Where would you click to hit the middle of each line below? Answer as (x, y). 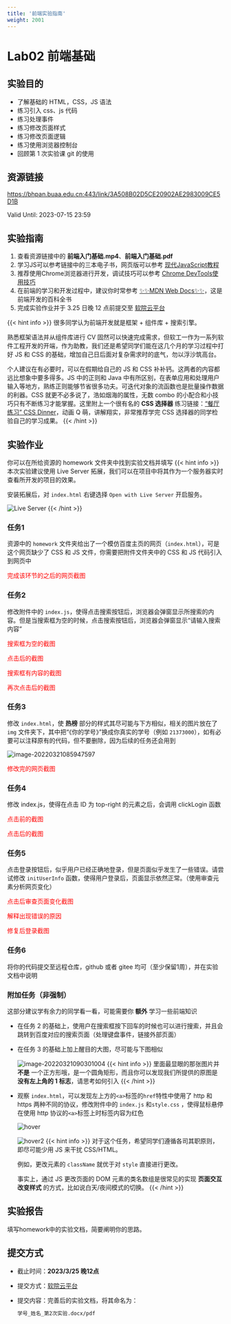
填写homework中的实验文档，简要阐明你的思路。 (76, 1229)
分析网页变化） (34, 887)
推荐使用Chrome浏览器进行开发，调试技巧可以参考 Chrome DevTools (115, 274)
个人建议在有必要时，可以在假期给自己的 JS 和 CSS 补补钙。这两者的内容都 (113, 369)
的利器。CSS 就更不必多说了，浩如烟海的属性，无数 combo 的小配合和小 (110, 395)
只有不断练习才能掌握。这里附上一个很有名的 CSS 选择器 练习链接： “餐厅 (116, 403)
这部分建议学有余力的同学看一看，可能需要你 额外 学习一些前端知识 (102, 1012)
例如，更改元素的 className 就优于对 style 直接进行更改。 (99, 1164)
